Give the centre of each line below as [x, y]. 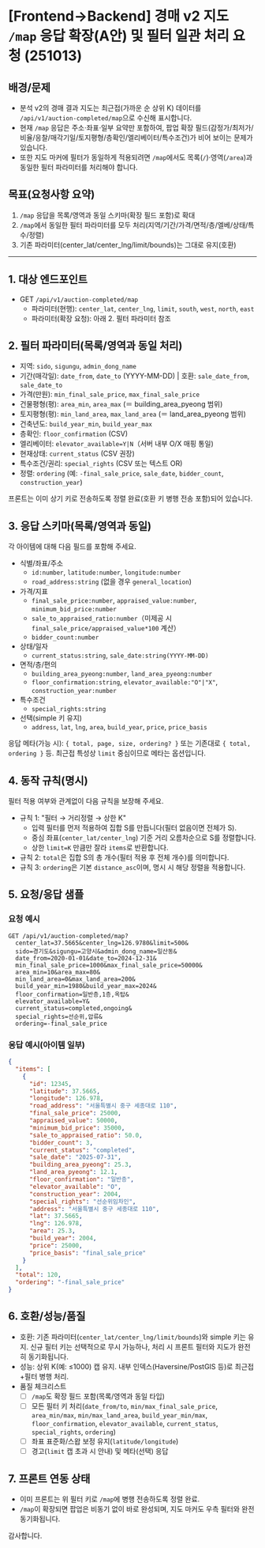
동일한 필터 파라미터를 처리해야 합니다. [78, 167]
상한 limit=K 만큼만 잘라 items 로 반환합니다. [100, 848]
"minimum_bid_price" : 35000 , [77, 1128]
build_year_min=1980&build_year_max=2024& [86, 986]
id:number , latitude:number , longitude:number [106, 572]
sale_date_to [41, 386]
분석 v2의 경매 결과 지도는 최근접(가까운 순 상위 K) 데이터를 [110, 108]
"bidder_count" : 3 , [61, 1143]
